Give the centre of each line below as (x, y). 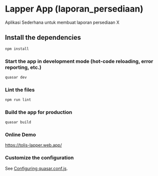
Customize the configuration (39, 158)
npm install (17, 49)
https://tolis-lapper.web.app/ (33, 145)
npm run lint (18, 100)
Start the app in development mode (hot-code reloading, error (79, 61)
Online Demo (21, 135)
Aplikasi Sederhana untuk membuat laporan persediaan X (62, 22)
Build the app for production (39, 112)
